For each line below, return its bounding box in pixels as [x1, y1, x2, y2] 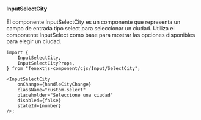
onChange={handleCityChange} [17, 82, 92, 88]
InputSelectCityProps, [17, 60, 75, 66]
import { [6, 49, 29, 56]
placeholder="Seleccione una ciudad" [17, 92, 114, 99]
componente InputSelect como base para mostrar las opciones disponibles [6, 31, 196, 39]
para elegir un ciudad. [6, 38, 62, 45]
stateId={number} [17, 103, 62, 109]
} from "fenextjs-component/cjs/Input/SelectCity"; [6, 66, 141, 72]
